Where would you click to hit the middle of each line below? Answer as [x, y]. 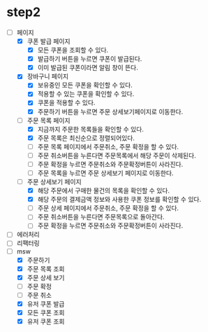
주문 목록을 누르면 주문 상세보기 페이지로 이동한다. [105, 173]
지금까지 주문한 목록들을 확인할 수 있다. [91, 129]
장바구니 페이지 [48, 76]
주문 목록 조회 [46, 269]
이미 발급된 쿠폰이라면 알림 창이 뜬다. [88, 68]
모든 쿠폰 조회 [46, 312]
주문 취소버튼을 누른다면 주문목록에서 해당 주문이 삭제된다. [117, 155]
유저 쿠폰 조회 [46, 321]
